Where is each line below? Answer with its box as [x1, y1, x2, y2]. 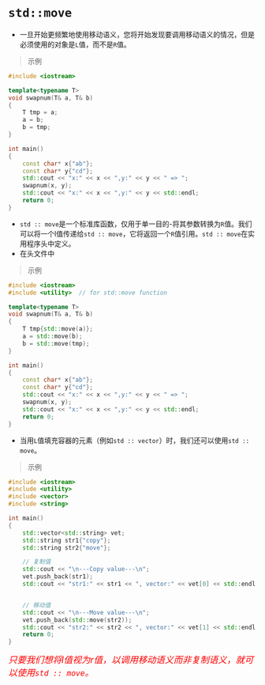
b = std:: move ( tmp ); [22, 339, 90, 347]
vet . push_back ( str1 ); [22, 573, 93, 581]
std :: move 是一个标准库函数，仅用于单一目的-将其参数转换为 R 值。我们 [19, 219, 252, 229]
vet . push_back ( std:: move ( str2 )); [22, 615, 132, 624]
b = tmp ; [22, 123, 51, 131]
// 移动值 [22, 601, 51, 609]
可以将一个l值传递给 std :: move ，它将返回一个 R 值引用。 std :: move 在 [19, 229, 248, 238]
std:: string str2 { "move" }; [22, 543, 111, 551]
